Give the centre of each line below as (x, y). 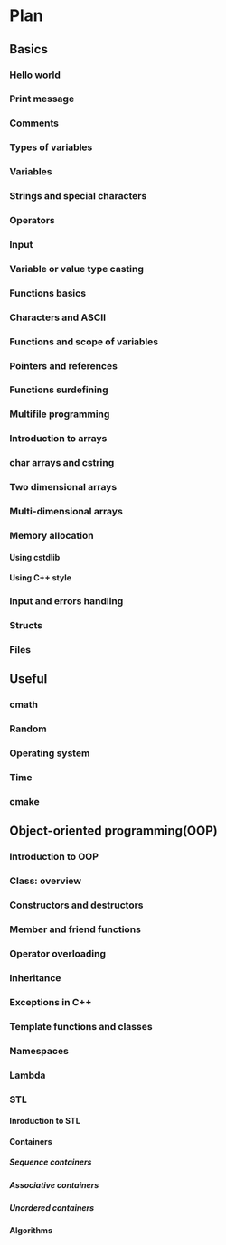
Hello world (35, 75)
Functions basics (48, 293)
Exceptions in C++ (51, 1002)
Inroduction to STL (45, 1121)
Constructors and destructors (76, 905)
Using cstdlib (35, 557)
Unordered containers (52, 1208)
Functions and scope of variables (84, 342)
